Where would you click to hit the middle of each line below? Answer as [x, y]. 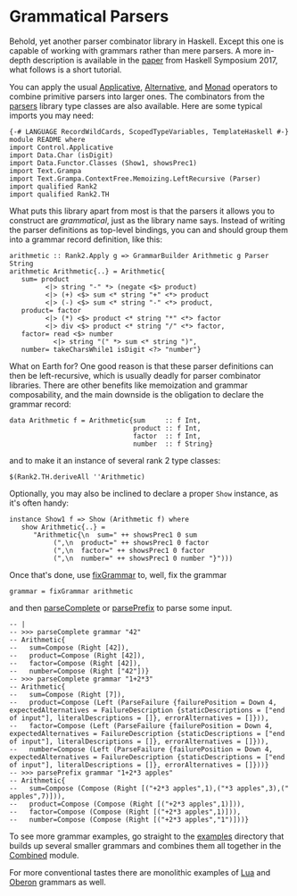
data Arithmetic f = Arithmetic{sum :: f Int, [105, 420]
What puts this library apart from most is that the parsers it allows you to [142, 211]
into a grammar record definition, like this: [86, 239]
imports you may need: [52, 115]
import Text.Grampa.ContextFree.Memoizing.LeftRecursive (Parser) [135, 179]
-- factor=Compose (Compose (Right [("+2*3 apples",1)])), [125, 812]
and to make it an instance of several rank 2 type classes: [115, 460]
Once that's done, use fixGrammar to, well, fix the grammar [118, 574]
